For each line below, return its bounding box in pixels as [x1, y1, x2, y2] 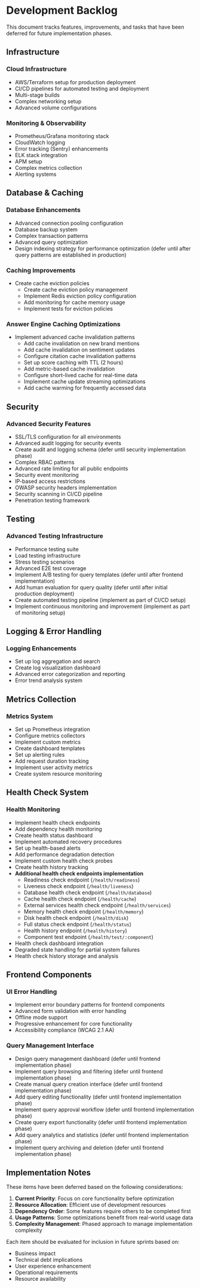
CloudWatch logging [14, 139, 66, 146]
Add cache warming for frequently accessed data [23, 384, 146, 391]
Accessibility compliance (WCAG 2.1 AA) [14, 1026, 115, 1034]
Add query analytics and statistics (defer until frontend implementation [14, 1131, 189, 1139]
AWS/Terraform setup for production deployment [14, 78, 136, 85]
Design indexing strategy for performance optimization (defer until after [14, 244, 191, 252]
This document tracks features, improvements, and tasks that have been [6, 23, 184, 30]
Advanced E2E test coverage [14, 564, 87, 571]
